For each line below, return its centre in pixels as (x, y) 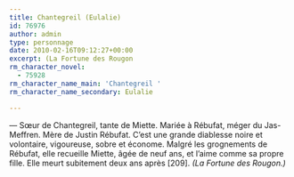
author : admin (36, 34)
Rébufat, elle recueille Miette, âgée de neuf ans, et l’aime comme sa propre (147, 153)
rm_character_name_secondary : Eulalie (81, 92)
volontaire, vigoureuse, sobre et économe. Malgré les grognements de (139, 144)
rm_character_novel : (48, 68)
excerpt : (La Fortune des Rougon (71, 59)
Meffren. (25, 134)
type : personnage (41, 42)
